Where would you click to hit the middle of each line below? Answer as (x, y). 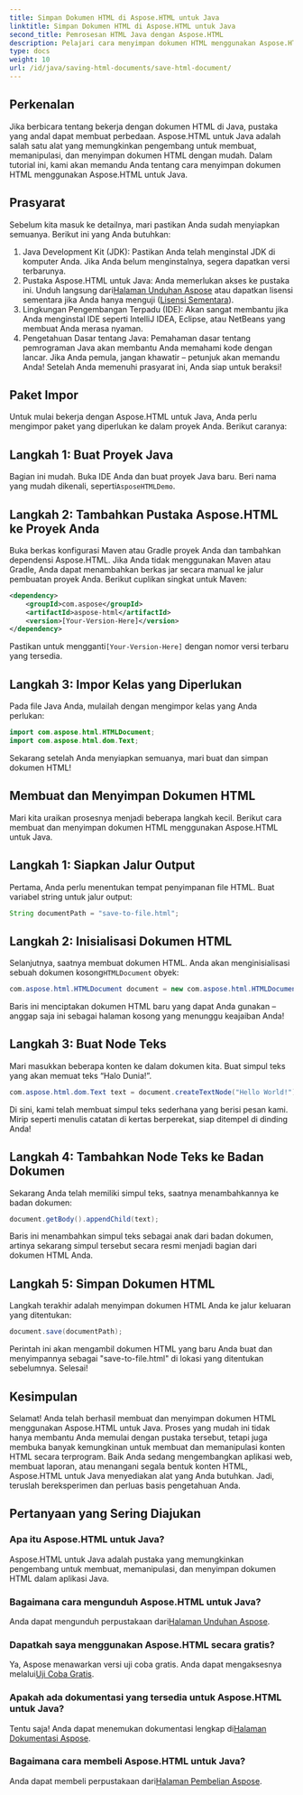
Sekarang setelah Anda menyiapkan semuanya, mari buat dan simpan (139, 758)
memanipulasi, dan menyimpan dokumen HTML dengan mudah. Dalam (141, 155)
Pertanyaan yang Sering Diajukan (105, 1514)
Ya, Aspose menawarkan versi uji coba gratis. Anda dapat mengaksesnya (146, 1665)
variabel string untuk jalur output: (71, 897)
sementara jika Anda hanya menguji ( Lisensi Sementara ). (128, 300)
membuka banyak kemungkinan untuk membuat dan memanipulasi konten (147, 1446)
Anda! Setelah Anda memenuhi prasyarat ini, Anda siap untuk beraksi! (152, 367)
